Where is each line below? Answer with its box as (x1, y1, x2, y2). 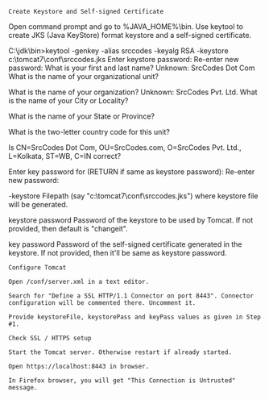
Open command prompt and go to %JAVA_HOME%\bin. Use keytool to (8, 22, 244, 31)
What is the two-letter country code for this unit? (8, 127, 171, 136)
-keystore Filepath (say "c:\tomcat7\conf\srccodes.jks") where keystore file (8, 191, 259, 201)
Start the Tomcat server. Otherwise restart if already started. (8, 348, 232, 356)
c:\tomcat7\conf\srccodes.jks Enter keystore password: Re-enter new (8, 55, 239, 64)
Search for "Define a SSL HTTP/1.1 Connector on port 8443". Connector (8, 292, 254, 300)
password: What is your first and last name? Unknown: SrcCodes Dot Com (8, 63, 255, 73)
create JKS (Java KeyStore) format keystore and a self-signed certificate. (8, 31, 252, 40)
